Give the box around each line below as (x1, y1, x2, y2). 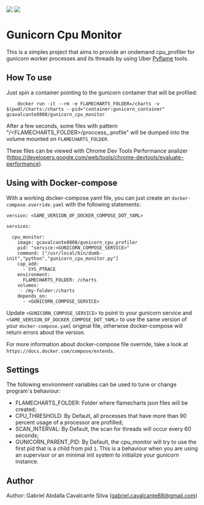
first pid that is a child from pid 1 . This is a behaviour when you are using (15, 445, 199, 452)
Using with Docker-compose (6, 178, 118, 188)
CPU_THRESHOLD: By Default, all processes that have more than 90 (15, 412, 187, 420)
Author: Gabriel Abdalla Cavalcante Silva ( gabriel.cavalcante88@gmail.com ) (6, 492, 198, 499)
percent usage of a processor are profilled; (15, 419, 123, 426)
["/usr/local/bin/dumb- (42, 250, 103, 256)
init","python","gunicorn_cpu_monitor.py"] (6, 255, 119, 262)
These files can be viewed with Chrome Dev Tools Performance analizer (6, 147, 188, 154)
